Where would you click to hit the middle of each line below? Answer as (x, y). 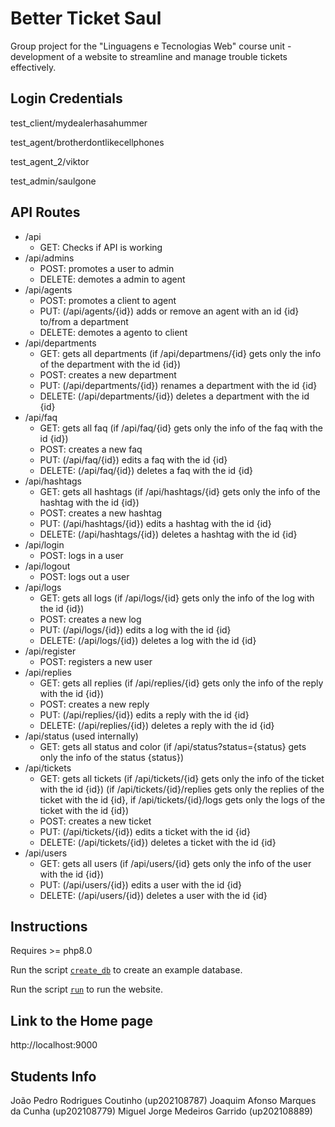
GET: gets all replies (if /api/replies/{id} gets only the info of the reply (181, 683)
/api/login (44, 544)
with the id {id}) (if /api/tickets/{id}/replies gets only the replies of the (182, 789)
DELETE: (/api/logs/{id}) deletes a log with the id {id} (148, 640)
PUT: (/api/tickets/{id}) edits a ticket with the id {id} (145, 831)
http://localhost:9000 (54, 1045)
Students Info (53, 1076)
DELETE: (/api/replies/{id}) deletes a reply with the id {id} (157, 725)
